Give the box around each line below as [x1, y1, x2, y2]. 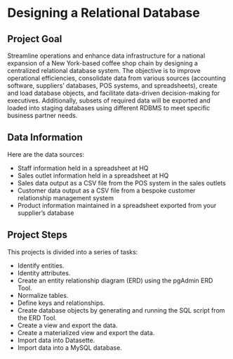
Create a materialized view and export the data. [17, 328, 155, 337]
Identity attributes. [17, 268, 71, 277]
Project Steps [7, 229, 68, 241]
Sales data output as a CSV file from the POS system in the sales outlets [17, 178, 226, 187]
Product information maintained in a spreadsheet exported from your [17, 201, 217, 209]
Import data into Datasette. [17, 336, 95, 344]
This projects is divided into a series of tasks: [7, 247, 138, 256]
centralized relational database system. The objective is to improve [7, 67, 201, 74]
